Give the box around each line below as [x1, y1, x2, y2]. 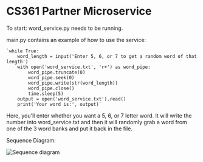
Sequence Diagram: [6, 136, 56, 144]
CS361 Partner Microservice [6, 4, 152, 18]
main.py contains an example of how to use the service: [6, 36, 146, 43]
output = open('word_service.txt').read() [17, 96, 126, 102]
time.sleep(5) [28, 90, 64, 97]
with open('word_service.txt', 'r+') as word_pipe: [17, 64, 151, 70]
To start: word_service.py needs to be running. [6, 24, 123, 32]
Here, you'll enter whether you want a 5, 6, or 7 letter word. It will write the [6, 111, 192, 119]
